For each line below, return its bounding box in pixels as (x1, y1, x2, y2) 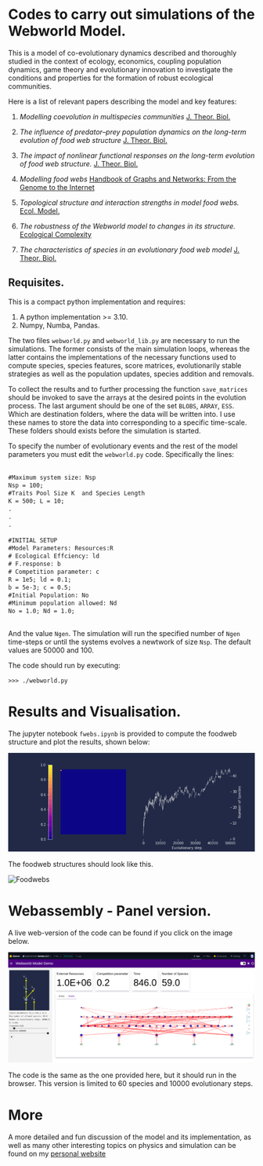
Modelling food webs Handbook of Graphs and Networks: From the (19, 174, 236, 184)
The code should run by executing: (8, 660, 121, 670)
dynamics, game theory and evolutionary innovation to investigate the (8, 64, 233, 74)
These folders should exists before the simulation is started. (8, 426, 201, 435)
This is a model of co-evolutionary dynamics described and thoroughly (8, 48, 237, 57)
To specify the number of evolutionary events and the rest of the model (8, 441, 238, 451)
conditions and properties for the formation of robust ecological (8, 73, 214, 82)
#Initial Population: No (8, 591, 89, 599)
